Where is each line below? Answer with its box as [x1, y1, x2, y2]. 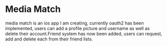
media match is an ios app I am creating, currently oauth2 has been [5, 20, 144, 26]
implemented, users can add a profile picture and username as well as [5, 25, 150, 31]
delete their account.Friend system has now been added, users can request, [5, 30, 162, 36]
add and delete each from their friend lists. [5, 36, 93, 42]
